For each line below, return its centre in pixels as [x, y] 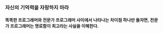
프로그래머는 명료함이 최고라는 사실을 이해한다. [54, 26]
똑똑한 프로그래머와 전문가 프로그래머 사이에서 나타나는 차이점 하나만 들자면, [77, 20]
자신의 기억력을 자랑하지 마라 [37, 7]
